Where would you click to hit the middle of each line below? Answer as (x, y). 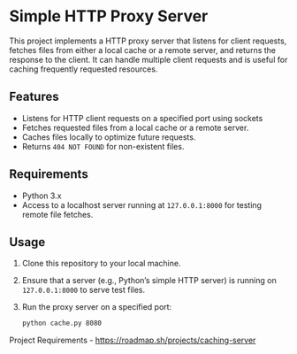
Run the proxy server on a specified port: (97, 307)
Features (34, 97)
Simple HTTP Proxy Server (109, 16)
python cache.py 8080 (61, 323)
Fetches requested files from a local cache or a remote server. (135, 127)
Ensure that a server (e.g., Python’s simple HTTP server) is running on (149, 281)
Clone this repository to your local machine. (101, 264)
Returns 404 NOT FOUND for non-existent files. (103, 146)
